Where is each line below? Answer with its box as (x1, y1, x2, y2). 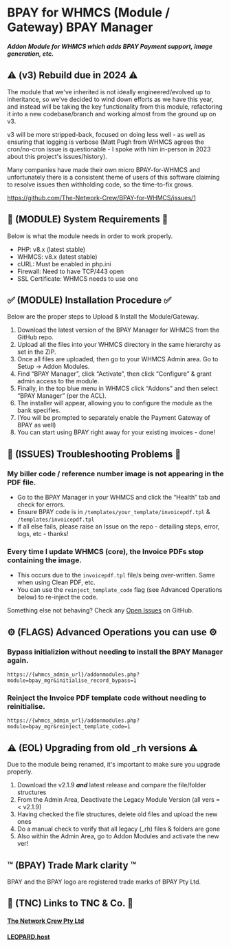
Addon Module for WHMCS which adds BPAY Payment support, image (7, 42, 213, 50)
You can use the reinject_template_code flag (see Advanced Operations (16, 586, 223, 594)
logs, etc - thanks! (16, 530, 69, 538)
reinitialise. (7, 701, 46, 711)
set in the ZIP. (16, 348, 56, 356)
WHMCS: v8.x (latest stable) (16, 253, 98, 261)
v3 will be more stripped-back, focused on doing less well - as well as (7, 130, 206, 138)
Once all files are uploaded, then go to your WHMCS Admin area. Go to (16, 355, 219, 363)
